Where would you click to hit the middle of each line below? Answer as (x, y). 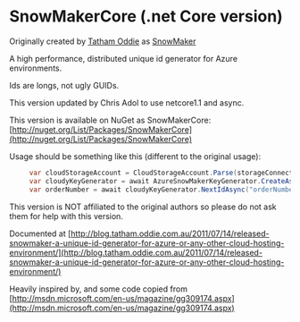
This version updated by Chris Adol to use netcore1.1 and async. (127, 102)
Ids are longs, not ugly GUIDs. (64, 85)
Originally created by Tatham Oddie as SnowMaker (103, 41)
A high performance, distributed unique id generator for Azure (124, 58)
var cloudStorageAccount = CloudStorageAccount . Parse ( (133, 173)
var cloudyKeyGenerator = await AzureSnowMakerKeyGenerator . (145, 181)
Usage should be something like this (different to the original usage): (135, 156)
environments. (36, 68)
